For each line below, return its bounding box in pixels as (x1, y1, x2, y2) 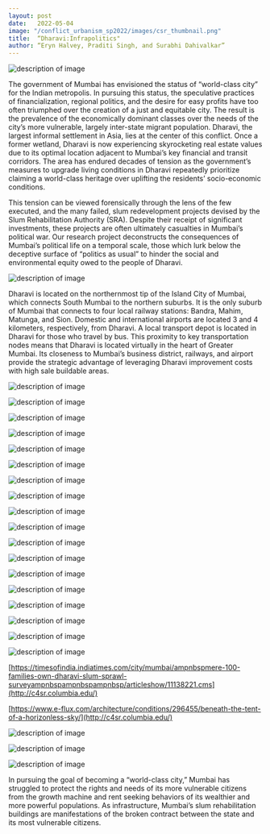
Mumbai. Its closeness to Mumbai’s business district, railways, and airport (8, 349, 254, 359)
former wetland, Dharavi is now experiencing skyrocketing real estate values (8, 139, 263, 149)
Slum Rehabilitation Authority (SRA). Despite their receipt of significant (8, 215, 243, 225)
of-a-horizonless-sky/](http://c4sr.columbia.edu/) (8, 712, 173, 722)
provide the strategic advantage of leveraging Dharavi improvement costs (8, 358, 253, 367)
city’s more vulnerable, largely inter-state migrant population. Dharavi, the (8, 122, 253, 132)
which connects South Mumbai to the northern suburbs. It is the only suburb (8, 297, 262, 307)
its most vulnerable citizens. (8, 818, 102, 828)
